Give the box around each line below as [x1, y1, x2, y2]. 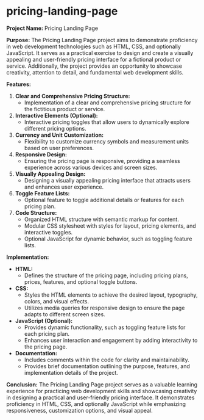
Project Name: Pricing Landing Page [6, 24, 99, 32]
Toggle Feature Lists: [15, 189, 70, 197]
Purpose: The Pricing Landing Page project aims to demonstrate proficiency [6, 36, 198, 43]
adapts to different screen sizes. [24, 310, 105, 318]
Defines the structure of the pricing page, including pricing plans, [24, 272, 189, 279]
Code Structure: [15, 209, 57, 216]
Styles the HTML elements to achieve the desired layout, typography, [24, 291, 198, 299]
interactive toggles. [24, 228, 73, 236]
